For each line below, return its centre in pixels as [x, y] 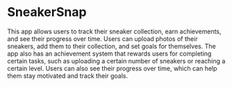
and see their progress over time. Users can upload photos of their [102, 38]
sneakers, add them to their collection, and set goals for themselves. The [112, 46]
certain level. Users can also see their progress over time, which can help [112, 68]
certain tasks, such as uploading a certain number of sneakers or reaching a [116, 61]
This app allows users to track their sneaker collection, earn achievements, [114, 31]
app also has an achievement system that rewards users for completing [109, 54]
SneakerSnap [47, 12]
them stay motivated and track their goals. [68, 76]
